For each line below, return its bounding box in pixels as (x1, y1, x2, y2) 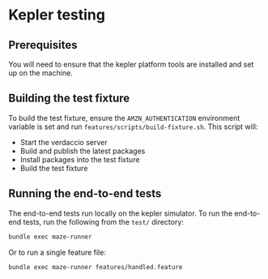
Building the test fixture (8, 92, 130, 105)
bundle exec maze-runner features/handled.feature (8, 263, 183, 271)
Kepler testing (8, 6, 105, 24)
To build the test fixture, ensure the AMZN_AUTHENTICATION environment (8, 113, 240, 122)
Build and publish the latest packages (19, 146, 146, 156)
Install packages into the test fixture (19, 154, 140, 164)
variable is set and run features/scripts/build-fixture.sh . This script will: (8, 122, 258, 131)
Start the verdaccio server (19, 137, 108, 147)
